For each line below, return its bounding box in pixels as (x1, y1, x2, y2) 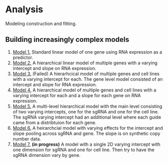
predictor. (12, 54, 33, 60)
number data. (12, 135, 41, 142)
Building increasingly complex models (5, 35, 129, 44)
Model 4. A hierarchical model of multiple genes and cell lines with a (12, 87, 157, 93)
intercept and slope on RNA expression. (12, 65, 97, 71)
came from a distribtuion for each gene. (12, 119, 97, 126)
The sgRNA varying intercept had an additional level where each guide (12, 114, 161, 120)
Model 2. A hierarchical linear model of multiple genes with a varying (12, 60, 158, 66)
